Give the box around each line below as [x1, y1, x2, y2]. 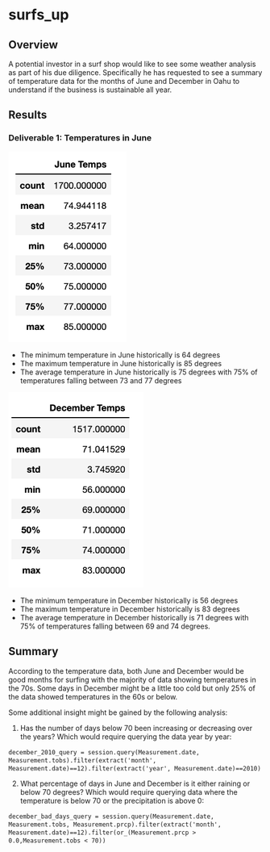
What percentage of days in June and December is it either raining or [19, 779, 251, 788]
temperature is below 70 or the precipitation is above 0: [19, 796, 204, 805]
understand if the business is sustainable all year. [8, 85, 172, 94]
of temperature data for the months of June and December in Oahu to [8, 77, 240, 86]
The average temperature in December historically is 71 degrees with [19, 612, 249, 622]
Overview [8, 38, 59, 52]
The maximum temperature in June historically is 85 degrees [19, 358, 222, 368]
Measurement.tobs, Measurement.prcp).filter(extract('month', [8, 821, 222, 829]
